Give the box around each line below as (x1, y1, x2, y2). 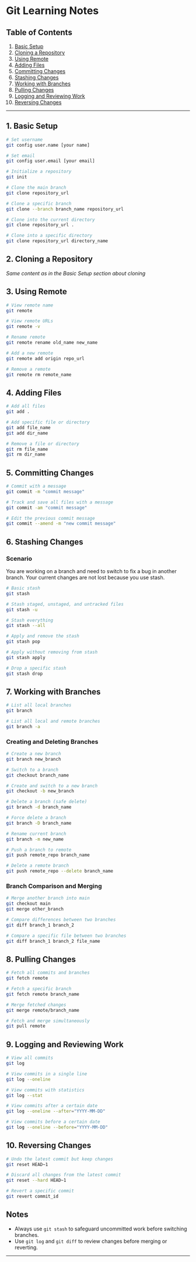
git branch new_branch (6, 756, 61, 762)
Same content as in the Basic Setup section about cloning (6, 270, 146, 277)
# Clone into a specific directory (6, 233, 93, 239)
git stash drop (6, 671, 43, 677)
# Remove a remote (6, 366, 51, 372)
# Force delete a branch (6, 815, 66, 821)
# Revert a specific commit (6, 1188, 75, 1194)
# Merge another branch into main (6, 895, 90, 901)
